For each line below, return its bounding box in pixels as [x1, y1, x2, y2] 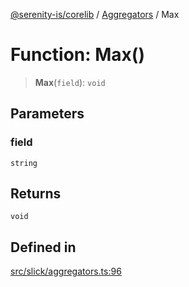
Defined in [10, 239, 77, 256]
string [10, 158, 38, 168]
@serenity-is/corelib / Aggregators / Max [10, 9, 180, 20]
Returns [10, 185, 62, 203]
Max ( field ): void [34, 76, 106, 88]
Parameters [10, 105, 85, 123]
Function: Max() [10, 44, 145, 66]
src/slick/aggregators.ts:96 [10, 265, 122, 278]
